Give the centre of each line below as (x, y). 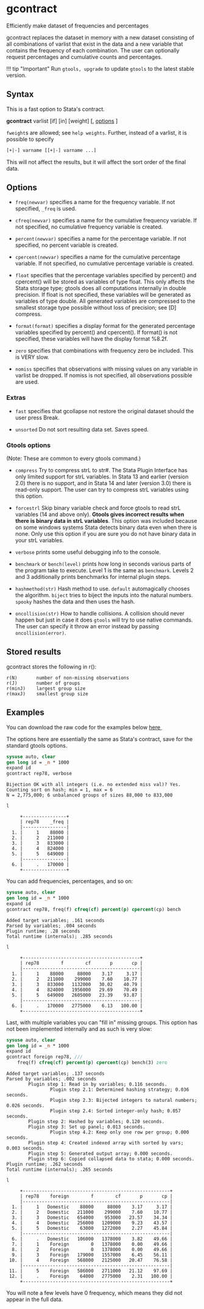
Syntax (20, 94)
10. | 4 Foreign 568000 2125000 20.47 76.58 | (91, 1260)
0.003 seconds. (26, 1148)
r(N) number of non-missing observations (68, 678)
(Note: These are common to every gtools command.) (74, 458)
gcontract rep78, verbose (39, 774)
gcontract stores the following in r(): (51, 667)
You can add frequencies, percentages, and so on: (70, 881)
